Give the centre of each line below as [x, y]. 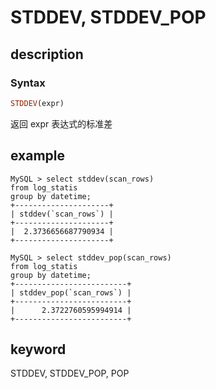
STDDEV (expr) [37, 103]
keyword [38, 349]
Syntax [28, 83]
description [47, 54]
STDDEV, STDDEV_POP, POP [70, 373]
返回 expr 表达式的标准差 [61, 123]
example [38, 156]
